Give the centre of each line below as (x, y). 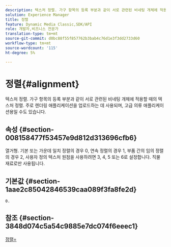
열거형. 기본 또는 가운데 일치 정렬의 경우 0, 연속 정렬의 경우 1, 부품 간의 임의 (80, 151)
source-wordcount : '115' (32, 48)
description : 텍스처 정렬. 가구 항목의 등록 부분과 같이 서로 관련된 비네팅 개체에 (81, 10)
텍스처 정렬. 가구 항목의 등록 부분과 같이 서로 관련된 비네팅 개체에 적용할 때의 (81, 99)
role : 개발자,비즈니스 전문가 (32, 29)
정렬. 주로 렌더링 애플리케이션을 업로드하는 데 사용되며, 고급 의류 (78, 106)
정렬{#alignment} (42, 84)
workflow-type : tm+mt (28, 43)
